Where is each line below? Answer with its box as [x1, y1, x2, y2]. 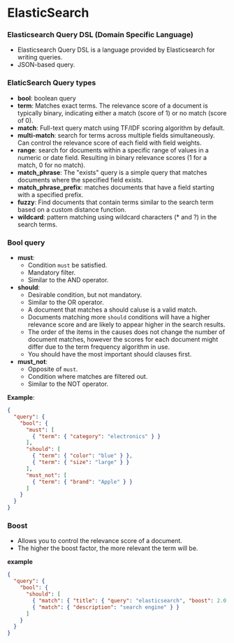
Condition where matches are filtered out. [27, 373, 148, 381]
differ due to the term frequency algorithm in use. [27, 342, 170, 351]
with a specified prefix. [17, 190, 84, 198]
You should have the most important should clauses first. [27, 350, 192, 359]
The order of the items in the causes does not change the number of [27, 328, 226, 336]
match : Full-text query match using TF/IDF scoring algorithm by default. [17, 124, 225, 132]
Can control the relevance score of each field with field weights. [17, 138, 202, 147]
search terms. [17, 220, 58, 229]
